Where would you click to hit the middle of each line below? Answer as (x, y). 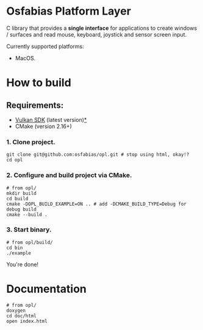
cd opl (15, 160)
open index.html (27, 321)
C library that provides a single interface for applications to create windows (101, 28)
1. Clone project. (31, 142)
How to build (39, 83)
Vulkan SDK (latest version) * (51, 119)
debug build (21, 209)
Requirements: (35, 105)
